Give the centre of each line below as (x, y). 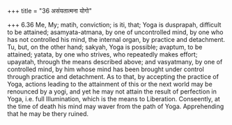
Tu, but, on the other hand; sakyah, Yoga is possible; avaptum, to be (105, 47)
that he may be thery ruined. (48, 114)
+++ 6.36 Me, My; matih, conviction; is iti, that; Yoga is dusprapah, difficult (114, 25)
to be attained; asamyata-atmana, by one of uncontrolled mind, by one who (115, 32)
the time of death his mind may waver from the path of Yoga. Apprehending (116, 106)
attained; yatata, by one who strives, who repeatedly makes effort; (102, 54)
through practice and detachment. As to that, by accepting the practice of (113, 76)
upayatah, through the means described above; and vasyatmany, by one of (115, 62)
